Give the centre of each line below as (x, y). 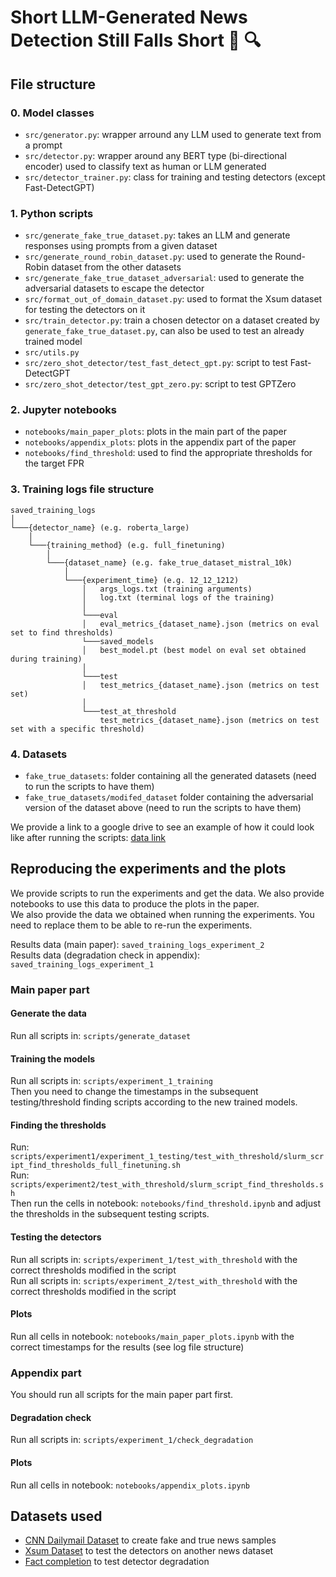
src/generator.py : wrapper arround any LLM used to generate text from (173, 134)
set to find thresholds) (62, 632)
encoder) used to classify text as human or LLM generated (145, 166)
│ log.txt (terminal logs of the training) (178, 597)
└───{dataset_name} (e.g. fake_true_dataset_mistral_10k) (169, 562)
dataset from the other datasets (116, 267)
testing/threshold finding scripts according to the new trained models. (154, 1102)
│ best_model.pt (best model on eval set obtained (194, 650)
